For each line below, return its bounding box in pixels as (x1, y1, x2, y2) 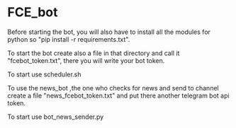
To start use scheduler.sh (7, 70, 82, 78)
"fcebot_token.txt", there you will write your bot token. (7, 56, 165, 64)
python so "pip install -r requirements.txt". (7, 35, 130, 43)
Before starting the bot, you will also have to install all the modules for (7, 28, 211, 36)
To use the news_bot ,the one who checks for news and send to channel (7, 83, 219, 92)
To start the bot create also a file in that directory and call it (7, 49, 180, 57)
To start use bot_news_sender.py (7, 112, 104, 121)
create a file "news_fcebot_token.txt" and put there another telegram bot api (7, 91, 230, 100)
